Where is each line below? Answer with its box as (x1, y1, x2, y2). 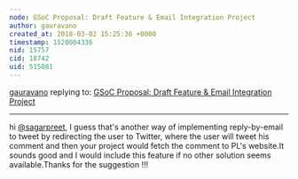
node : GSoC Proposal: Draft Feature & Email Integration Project (9, 12, 255, 22)
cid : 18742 (9, 54, 50, 63)
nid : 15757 (9, 46, 50, 55)
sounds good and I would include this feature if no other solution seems (9, 150, 271, 160)
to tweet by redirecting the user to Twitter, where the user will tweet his (9, 130, 270, 142)
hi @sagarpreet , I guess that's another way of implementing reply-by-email (9, 121, 284, 132)
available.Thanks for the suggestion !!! (9, 159, 149, 169)
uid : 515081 (9, 63, 53, 72)
